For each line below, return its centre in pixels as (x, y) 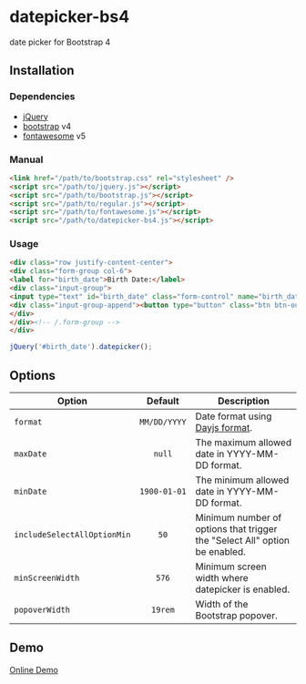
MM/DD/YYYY (163, 422)
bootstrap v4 (47, 126)
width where (222, 578)
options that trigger (236, 529)
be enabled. (220, 552)
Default (163, 401)
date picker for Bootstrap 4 (60, 42)
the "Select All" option (242, 541)
